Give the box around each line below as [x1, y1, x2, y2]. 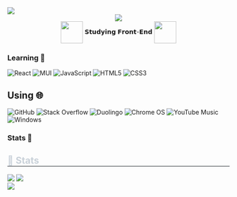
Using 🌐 [7, 89, 44, 101]
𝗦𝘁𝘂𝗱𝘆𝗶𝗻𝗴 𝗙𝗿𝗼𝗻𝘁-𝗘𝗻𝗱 [84, 27, 153, 36]
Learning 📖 [7, 53, 46, 63]
